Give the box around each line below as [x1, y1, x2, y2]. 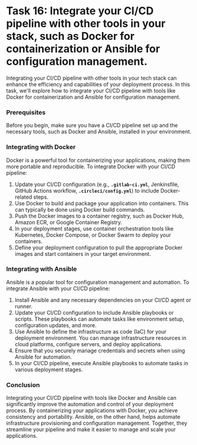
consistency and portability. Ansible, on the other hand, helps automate [6, 413, 181, 421]
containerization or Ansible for [6, 42, 160, 56]
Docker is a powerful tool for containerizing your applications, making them [6, 156, 190, 164]
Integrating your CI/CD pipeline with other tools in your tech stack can [6, 74, 177, 82]
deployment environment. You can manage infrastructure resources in [14, 334, 187, 341]
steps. [33, 193, 49, 200]
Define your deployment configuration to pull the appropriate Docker [14, 244, 183, 251]
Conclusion [6, 381, 40, 389]
